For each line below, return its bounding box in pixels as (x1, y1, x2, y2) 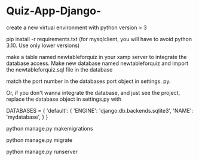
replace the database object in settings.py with (6, 95, 121, 103)
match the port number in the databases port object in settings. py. (6, 78, 171, 85)
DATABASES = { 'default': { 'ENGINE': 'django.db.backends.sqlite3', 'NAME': (6, 107, 193, 114)
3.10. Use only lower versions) (6, 42, 80, 49)
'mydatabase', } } (6, 113, 48, 120)
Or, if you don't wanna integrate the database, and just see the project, (6, 89, 180, 96)
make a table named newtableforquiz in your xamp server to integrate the (6, 53, 187, 60)
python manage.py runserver (6, 148, 78, 155)
